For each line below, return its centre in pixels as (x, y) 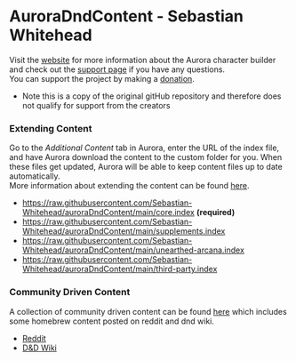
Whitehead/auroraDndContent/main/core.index (108, 213)
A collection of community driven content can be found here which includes (148, 311)
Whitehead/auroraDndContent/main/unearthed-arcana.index (133, 250)
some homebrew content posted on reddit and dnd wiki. (112, 321)
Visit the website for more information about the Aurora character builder (143, 60)
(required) (216, 213)
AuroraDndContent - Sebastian (127, 16)
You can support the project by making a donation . (102, 78)
